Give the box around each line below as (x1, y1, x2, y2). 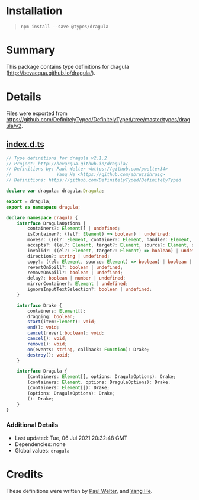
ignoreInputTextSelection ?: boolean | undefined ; (27, 286, 152, 292)
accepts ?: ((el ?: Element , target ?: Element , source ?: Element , (27, 242, 190, 248)
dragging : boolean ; (27, 313, 76, 319)
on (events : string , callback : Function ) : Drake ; (27, 347, 150, 352)
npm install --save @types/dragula (20, 24, 109, 30)
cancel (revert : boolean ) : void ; (27, 330, 105, 336)
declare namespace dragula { (6, 214, 78, 220)
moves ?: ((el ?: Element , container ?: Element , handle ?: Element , (27, 237, 192, 243)
